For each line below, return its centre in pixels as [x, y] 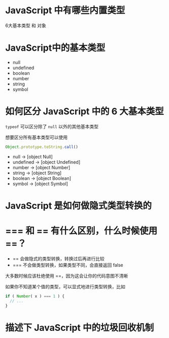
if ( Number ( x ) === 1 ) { [35, 296]
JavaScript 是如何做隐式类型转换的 [79, 206]
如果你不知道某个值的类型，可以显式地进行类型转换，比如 [65, 286]
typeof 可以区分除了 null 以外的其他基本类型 [52, 126]
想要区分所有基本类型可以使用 [36, 137]
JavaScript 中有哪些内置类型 [65, 10]
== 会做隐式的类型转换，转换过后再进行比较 [59, 258]
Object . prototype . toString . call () [42, 147]
